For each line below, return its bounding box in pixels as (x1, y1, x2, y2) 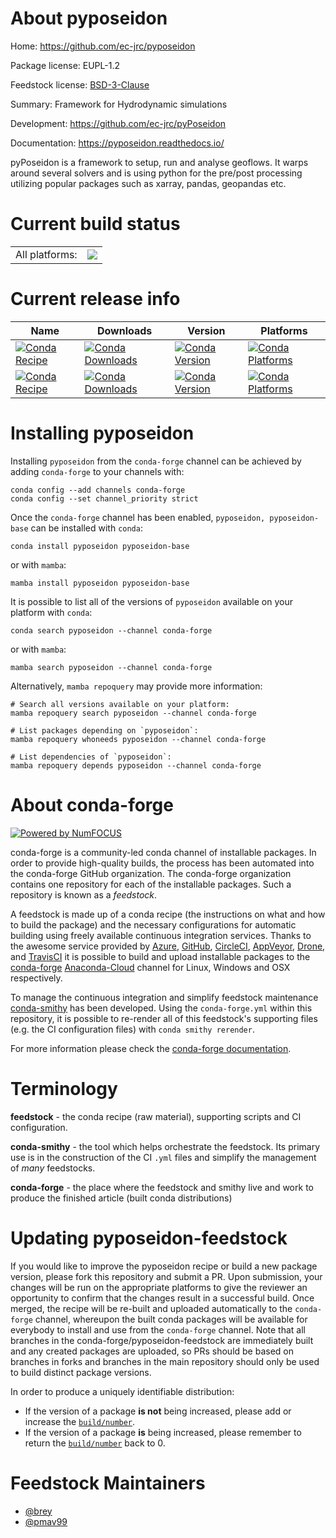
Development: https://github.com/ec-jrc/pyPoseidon (10, 117, 227, 129)
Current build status (10, 213, 181, 236)
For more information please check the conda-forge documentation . (10, 1042, 292, 1054)
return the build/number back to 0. (24, 1437, 166, 1449)
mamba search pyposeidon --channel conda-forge (10, 662, 213, 672)
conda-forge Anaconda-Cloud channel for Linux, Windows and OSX (10, 961, 291, 973)
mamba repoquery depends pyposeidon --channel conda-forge (10, 760, 262, 771)
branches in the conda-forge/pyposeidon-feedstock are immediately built (10, 1334, 314, 1346)
